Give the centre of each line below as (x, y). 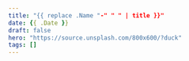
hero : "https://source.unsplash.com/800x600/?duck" (95, 38)
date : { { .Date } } (38, 23)
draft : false (30, 30)
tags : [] (23, 45)
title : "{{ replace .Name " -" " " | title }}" (86, 15)
